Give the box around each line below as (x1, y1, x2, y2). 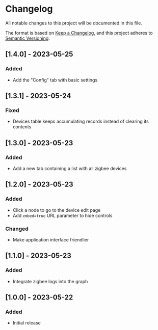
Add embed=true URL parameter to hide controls (12, 212, 113, 218)
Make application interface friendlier (12, 236, 89, 242)
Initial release (12, 320, 41, 326)
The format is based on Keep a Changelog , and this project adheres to (5, 30, 153, 36)
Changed (5, 225, 29, 232)
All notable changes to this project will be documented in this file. (5, 20, 143, 26)
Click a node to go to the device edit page (12, 207, 101, 213)
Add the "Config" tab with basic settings (12, 77, 98, 83)
